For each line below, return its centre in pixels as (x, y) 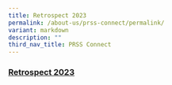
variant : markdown (38, 30)
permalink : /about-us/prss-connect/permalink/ (86, 23)
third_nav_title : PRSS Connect (60, 45)
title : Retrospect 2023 (48, 15)
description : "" (35, 37)
